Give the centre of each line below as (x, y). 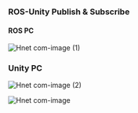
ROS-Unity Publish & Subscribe (69, 12)
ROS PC (21, 31)
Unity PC (25, 68)
